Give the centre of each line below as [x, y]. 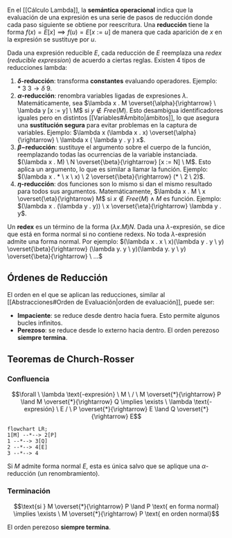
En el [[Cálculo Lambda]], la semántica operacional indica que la [100, 10]
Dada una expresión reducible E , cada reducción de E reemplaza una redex [115, 53]
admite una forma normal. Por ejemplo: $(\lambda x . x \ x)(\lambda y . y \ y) [116, 241]
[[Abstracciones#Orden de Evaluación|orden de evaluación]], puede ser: [111, 302]
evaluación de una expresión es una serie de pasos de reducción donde [110, 17]
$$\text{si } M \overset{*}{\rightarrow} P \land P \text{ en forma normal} [116, 506]
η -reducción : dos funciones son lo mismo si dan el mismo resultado [115, 184]
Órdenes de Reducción [57, 278]
